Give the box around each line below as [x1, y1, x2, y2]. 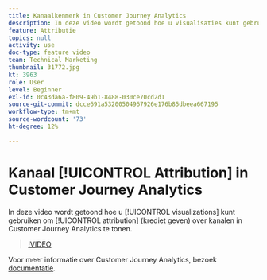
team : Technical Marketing [8, 56, 98, 64]
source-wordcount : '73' [8, 115, 87, 123]
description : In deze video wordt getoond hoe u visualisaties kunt [8, 19, 240, 27]
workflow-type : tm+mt [8, 108, 80, 116]
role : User [8, 78, 44, 86]
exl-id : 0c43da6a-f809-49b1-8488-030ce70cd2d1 [8, 93, 165, 101]
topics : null [8, 33, 52, 42]
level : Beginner [8, 85, 62, 94]
